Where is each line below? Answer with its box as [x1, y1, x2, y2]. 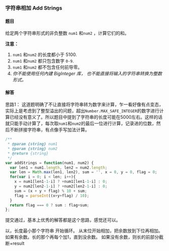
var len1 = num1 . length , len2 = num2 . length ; [10, 165, 108, 170]
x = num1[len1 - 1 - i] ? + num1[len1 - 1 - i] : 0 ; [14, 179, 108, 184]
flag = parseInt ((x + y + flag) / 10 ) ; [14, 193, 90, 198]
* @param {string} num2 [7, 146, 58, 152]
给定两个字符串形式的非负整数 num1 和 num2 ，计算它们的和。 [5, 30, 130, 36]
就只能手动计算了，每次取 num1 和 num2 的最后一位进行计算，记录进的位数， [5, 120, 157, 127]
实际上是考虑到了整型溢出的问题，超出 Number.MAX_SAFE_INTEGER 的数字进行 [5, 108, 159, 114]
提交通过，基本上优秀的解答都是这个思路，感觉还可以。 [5, 217, 120, 223]
